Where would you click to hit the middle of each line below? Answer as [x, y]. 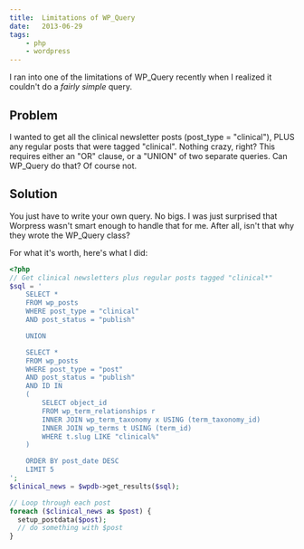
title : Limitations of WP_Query [72, 18]
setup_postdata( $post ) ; [62, 520]
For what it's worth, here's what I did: [79, 252]
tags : [19, 34]
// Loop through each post [60, 503]
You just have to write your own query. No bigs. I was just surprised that [143, 216]
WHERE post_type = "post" [75, 369]
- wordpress [48, 52]
